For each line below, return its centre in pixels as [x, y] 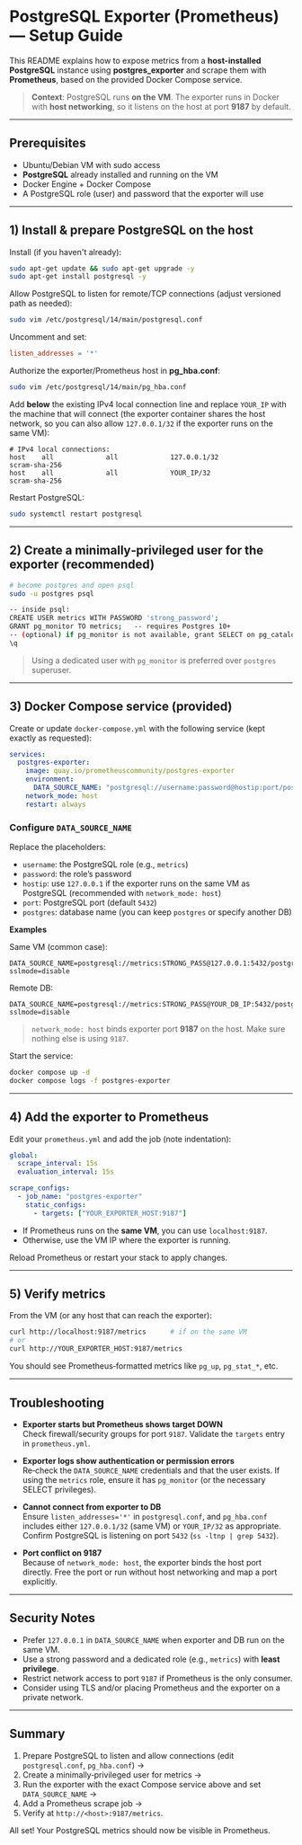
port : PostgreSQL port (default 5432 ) [89, 902]
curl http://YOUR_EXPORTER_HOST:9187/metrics [96, 1349]
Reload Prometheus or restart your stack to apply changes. [119, 1257]
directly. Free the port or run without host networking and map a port [150, 1572]
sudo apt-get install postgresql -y [78, 277]
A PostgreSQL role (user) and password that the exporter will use [143, 193]
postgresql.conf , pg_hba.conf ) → [84, 1765]
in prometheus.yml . [56, 1443]
